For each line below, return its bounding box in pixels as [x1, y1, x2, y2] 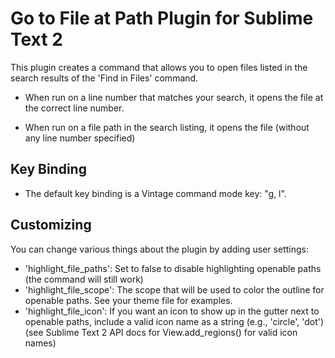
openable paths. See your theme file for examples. [24, 294, 233, 306]
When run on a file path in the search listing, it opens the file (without [24, 121, 310, 133]
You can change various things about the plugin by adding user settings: [10, 243, 309, 255]
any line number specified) [24, 132, 136, 144]
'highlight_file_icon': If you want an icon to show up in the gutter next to [24, 305, 320, 317]
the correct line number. [24, 102, 125, 114]
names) [24, 337, 57, 349]
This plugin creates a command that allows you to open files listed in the [10, 61, 308, 73]
